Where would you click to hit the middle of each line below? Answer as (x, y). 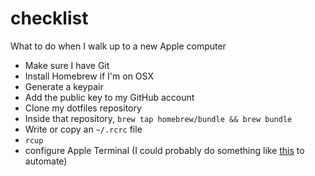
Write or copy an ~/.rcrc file (83, 129)
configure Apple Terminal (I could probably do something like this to (164, 150)
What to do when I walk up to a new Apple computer (118, 46)
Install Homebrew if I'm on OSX (89, 76)
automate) (46, 161)
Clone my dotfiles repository (83, 108)
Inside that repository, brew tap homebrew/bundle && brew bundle (158, 118)
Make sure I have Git (67, 65)
